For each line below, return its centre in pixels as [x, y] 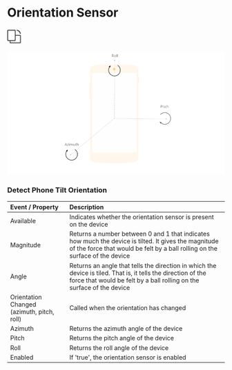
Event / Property [34, 207]
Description [87, 207]
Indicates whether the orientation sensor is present [142, 217]
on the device [89, 225]
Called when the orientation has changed [128, 308]
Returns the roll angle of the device [119, 348]
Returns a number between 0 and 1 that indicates [140, 234]
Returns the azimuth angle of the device [126, 329]
